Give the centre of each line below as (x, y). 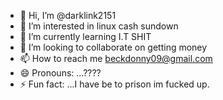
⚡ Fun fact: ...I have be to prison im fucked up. (114, 84)
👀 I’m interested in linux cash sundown (99, 26)
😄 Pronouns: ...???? (60, 73)
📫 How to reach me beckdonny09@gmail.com (116, 58)
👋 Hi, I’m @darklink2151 (68, 15)
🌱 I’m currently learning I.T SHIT (85, 36)
